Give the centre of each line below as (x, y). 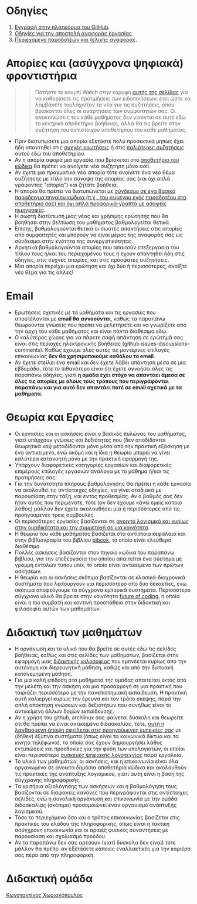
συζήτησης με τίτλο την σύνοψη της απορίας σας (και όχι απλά (92, 178)
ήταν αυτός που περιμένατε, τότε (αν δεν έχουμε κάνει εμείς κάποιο (98, 502)
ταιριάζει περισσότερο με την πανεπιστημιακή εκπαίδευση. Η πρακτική (101, 692)
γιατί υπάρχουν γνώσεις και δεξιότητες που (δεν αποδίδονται (90, 440)
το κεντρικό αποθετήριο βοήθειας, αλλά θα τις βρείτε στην (108, 123)
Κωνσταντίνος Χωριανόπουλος (45, 895)
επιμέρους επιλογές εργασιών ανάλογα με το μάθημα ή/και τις (92, 471)
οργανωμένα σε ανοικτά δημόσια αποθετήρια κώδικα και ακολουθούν (101, 767)
